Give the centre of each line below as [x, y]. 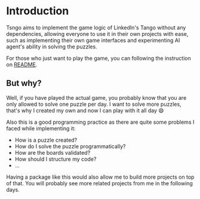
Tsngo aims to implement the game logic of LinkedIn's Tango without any [96, 27]
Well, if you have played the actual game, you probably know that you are [96, 97]
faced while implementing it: [41, 128]
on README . [22, 65]
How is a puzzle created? [46, 140]
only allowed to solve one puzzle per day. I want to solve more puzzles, [94, 104]
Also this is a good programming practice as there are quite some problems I [100, 122]
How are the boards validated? [53, 152]
